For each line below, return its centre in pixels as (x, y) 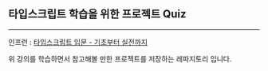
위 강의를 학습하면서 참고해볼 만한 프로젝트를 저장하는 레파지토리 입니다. (120, 58)
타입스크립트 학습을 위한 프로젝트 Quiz (97, 14)
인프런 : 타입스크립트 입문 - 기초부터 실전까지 (78, 42)
